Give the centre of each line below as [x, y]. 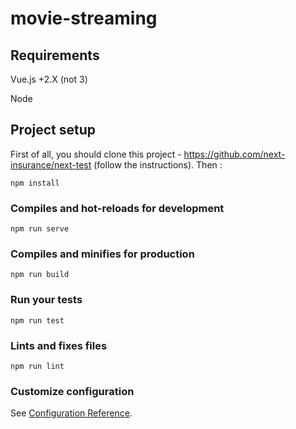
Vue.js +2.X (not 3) [49, 79]
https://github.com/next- [234, 154]
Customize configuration [72, 391]
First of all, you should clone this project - [96, 154]
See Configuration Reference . [71, 413]
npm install [35, 183]
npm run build [40, 275]
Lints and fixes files [59, 345]
